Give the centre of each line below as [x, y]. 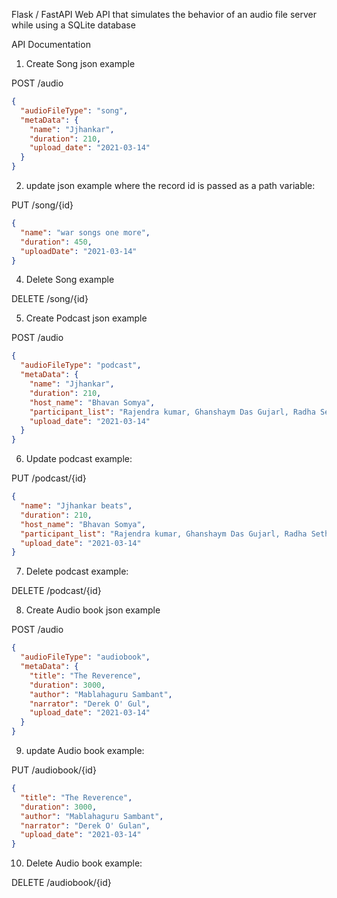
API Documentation [51, 44]
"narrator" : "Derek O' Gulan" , [85, 825]
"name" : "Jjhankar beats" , [76, 506]
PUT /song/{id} [42, 205]
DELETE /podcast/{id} [56, 591]
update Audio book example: [85, 750]
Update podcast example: [79, 459]
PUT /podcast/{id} [49, 478]
